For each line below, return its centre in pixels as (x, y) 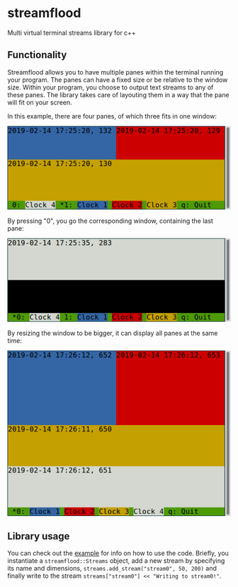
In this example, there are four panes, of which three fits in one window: (112, 116)
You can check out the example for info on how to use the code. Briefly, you (118, 553)
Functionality (37, 55)
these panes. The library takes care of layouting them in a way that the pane (118, 94)
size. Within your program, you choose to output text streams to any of (110, 87)
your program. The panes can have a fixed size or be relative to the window (118, 79)
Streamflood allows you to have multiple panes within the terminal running (115, 72)
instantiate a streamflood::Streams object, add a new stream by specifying (116, 561)
